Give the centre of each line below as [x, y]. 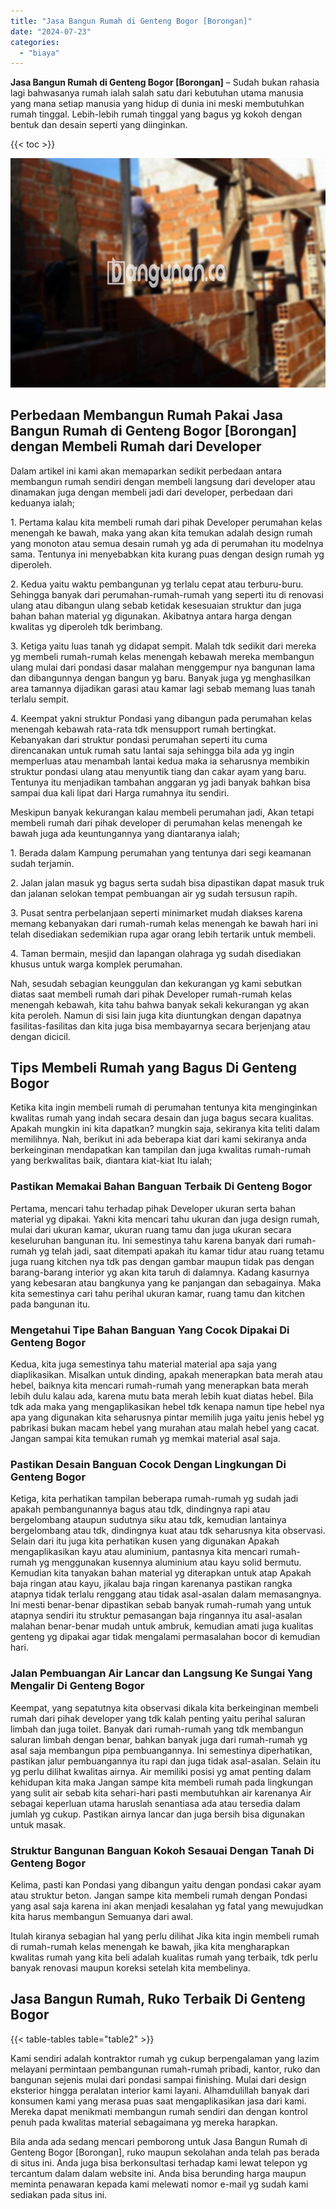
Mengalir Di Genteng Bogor [77, 1686]
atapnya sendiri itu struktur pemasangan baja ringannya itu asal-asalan [156, 1616]
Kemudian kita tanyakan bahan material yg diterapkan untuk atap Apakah [161, 1573]
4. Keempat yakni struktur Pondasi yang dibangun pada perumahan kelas [161, 718]
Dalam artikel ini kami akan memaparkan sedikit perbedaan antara [146, 471]
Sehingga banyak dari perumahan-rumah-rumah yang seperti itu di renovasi [167, 594]
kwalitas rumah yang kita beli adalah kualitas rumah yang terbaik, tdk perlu [164, 1957]
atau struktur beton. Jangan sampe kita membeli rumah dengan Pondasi [159, 1895]
